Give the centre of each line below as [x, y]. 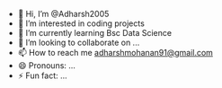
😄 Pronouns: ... [47, 66]
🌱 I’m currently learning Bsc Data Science [95, 33]
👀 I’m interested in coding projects [81, 23]
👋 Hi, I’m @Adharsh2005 [63, 14]
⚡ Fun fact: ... [42, 75]
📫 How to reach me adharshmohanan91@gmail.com [115, 53]
